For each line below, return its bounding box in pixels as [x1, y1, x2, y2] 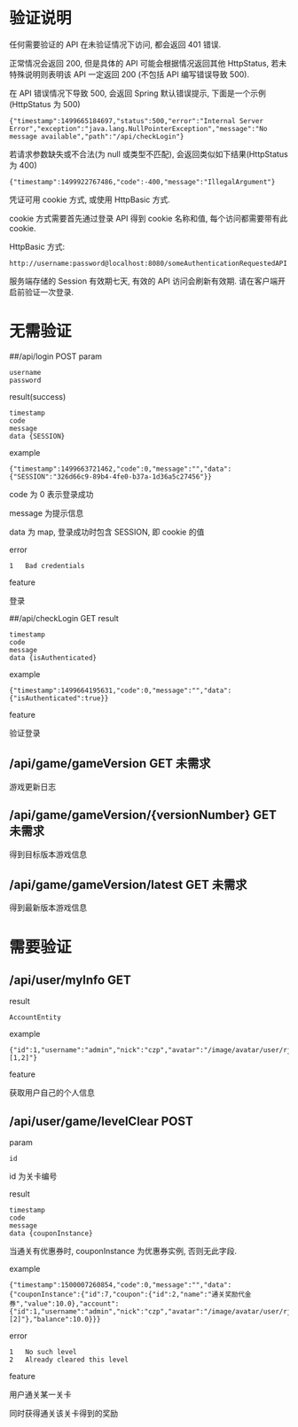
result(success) [9, 391, 67, 402]
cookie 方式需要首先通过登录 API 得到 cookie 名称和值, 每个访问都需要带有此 [9, 213, 288, 223]
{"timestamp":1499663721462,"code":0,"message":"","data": [9, 464, 232, 473]
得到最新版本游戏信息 [9, 902, 87, 913]
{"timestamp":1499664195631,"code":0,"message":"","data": [9, 686, 232, 695]
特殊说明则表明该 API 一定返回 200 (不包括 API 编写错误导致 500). [9, 68, 250, 80]
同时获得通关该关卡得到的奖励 [9, 1408, 118, 1419]
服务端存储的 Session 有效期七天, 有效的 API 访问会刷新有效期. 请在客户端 [9, 276, 278, 286]
